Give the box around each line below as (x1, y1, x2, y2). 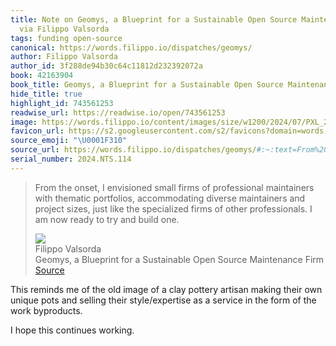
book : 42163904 (10, 71, 74, 81)
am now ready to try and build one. (34, 213, 180, 225)
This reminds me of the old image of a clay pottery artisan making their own (10, 283, 323, 295)
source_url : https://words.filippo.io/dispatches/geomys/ (10, 145, 257, 155)
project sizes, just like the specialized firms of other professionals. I (34, 202, 313, 215)
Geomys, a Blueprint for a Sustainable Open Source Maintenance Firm (34, 253, 325, 265)
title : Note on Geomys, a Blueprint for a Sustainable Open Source (10, 14, 298, 25)
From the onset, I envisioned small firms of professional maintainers (34, 181, 315, 193)
